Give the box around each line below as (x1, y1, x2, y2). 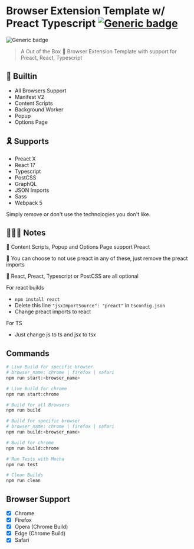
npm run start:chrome (6, 391, 60, 397)
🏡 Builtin (6, 71, 37, 81)
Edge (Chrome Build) (14, 530, 66, 537)
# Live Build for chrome (6, 386, 67, 391)
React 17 (14, 161, 35, 168)
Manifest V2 (14, 93, 45, 100)
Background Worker (14, 105, 64, 113)
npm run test (6, 461, 38, 467)
